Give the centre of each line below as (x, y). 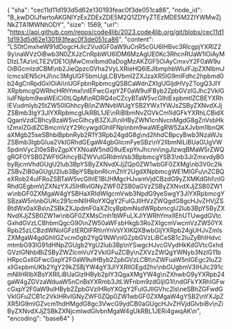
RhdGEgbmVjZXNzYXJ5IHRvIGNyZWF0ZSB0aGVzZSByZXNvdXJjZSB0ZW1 (115, 186)
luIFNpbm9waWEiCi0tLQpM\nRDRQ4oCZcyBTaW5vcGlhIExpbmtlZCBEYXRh (115, 98)
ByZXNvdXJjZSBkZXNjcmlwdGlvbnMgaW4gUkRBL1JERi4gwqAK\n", (104, 311)
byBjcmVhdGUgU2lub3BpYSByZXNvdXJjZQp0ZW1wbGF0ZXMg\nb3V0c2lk (115, 164)
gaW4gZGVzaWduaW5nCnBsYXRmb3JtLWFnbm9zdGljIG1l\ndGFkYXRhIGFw (116, 282)
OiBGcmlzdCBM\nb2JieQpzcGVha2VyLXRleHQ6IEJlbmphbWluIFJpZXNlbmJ (116, 69)
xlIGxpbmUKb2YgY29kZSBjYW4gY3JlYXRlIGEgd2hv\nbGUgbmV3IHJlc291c (115, 267)
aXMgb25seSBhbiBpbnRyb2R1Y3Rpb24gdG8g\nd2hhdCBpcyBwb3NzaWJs (115, 135)
